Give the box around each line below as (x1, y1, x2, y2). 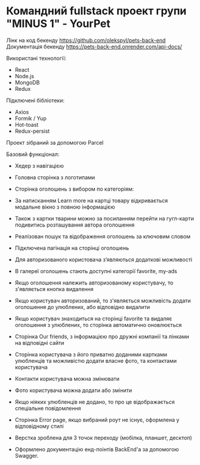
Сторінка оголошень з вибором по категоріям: (14, 185, 134, 192)
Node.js (14, 72, 35, 79)
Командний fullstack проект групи (6, 4, 187, 18)
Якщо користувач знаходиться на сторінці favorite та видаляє (14, 315, 173, 322)
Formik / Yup (14, 115, 47, 122)
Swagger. (14, 452, 39, 459)
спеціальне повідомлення (14, 405, 81, 412)
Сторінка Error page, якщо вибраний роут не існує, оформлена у (14, 416, 180, 423)
